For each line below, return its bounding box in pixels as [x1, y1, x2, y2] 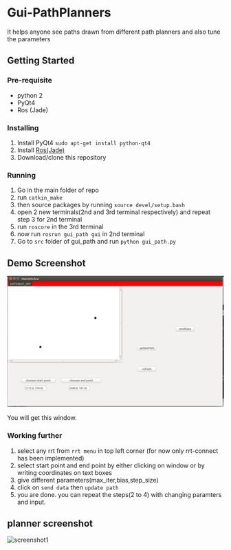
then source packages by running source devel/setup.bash [16, 201, 186, 209]
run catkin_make [16, 193, 63, 202]
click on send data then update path [16, 483, 119, 491]
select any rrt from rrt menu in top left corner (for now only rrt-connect [16, 446, 219, 455]
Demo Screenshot [7, 257, 86, 269]
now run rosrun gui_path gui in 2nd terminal [16, 230, 145, 238]
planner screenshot [7, 518, 93, 529]
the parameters [7, 34, 51, 43]
